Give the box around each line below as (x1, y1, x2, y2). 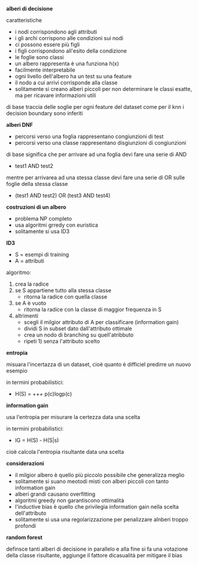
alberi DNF (6, 121, 33, 128)
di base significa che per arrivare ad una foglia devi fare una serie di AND (6, 151, 187, 158)
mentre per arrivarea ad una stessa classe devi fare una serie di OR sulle (6, 174, 185, 181)
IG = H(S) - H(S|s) (14, 436, 59, 444)
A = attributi (14, 257, 45, 264)
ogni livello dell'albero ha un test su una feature (14, 73, 132, 80)
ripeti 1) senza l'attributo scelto (23, 338, 100, 344)
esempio (6, 367, 28, 374)
